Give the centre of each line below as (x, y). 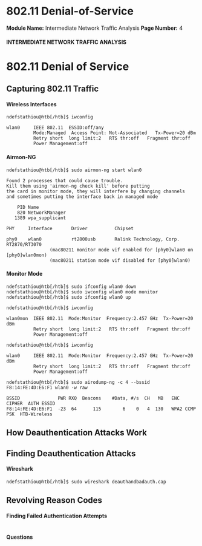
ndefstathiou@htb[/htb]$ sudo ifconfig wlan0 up (69, 297)
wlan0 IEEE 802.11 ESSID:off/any (55, 128)
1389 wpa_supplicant (40, 218)
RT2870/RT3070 (24, 244)
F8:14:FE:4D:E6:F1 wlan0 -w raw (47, 387)
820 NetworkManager (42, 213)
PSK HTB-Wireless (29, 414)
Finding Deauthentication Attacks (71, 453)
